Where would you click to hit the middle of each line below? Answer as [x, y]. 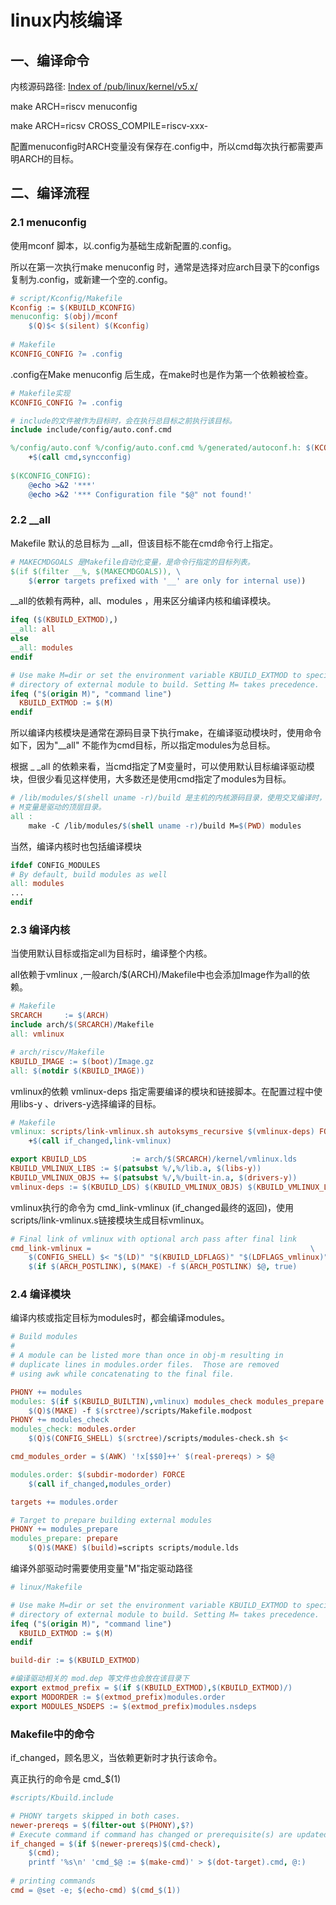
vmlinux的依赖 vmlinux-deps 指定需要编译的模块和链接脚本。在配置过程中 [162, 1091]
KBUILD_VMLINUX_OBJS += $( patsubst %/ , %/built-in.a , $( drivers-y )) [154, 1177]
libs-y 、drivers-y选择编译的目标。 [90, 1103]
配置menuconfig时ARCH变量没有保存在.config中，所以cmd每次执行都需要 [162, 146]
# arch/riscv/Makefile [57, 1052]
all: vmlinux [37, 1034]
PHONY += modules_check [60, 1420]
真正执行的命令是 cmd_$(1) [66, 1779]
